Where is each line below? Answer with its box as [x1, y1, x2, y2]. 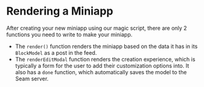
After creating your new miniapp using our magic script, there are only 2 [6, 24, 188, 32]
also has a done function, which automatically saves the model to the [15, 68, 187, 75]
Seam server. [15, 75, 49, 82]
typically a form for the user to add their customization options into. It [15, 62, 189, 69]
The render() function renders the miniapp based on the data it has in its [15, 43, 198, 50]
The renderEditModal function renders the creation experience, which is [15, 55, 196, 63]
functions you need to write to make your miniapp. [6, 30, 133, 38]
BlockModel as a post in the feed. [15, 49, 97, 56]
